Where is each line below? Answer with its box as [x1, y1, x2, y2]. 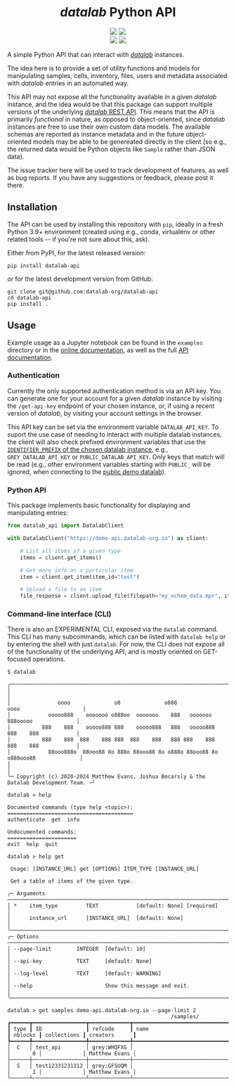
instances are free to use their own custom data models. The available [7, 122, 211, 131]
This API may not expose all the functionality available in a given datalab [7, 92, 217, 101]
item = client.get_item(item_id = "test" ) [20, 573, 140, 580]
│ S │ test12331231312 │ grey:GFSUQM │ [7, 1063, 133, 1070]
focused [7, 655, 32, 663]
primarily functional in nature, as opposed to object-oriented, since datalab [7, 115, 225, 123]
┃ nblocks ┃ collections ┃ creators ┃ [7, 1032, 137, 1039]
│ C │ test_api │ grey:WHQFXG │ [7, 1044, 133, 1052]
